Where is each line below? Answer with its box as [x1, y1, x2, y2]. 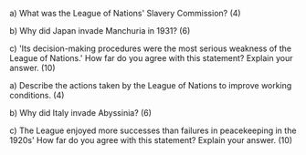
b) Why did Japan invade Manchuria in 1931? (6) [9, 26, 191, 36]
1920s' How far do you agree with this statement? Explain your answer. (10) [9, 135, 293, 145]
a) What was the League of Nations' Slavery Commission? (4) [9, 8, 241, 18]
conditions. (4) [9, 90, 65, 100]
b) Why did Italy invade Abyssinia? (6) [9, 108, 153, 118]
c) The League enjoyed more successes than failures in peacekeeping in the [9, 125, 297, 136]
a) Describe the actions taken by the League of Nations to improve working [9, 80, 292, 90]
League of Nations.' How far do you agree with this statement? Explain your [9, 53, 293, 63]
